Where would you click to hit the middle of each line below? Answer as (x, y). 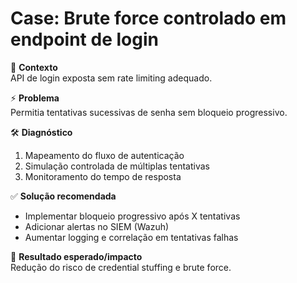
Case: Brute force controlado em (148, 18)
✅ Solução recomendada (63, 196)
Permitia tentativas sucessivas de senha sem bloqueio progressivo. (149, 112)
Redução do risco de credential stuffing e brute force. (121, 267)
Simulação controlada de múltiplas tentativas (117, 166)
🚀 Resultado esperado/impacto (76, 256)
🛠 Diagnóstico (41, 132)
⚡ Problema (35, 98)
